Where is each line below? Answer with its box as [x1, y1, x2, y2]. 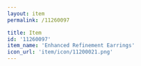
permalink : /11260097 [7, 17, 70, 24]
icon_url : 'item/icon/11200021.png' [7, 49, 113, 56]
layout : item [7, 10, 45, 17]
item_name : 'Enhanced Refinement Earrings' [7, 42, 135, 49]
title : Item [7, 29, 42, 36]
